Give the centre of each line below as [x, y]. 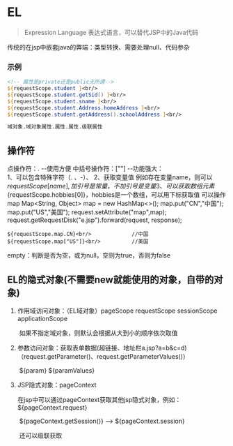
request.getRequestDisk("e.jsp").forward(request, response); [95, 220]
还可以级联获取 [41, 435]
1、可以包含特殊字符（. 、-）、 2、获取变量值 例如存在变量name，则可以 [110, 177]
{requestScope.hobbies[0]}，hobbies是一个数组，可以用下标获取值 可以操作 [116, 195]
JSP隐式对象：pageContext [57, 385]
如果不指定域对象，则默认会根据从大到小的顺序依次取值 [98, 333]
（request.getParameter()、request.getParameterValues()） [103, 356]
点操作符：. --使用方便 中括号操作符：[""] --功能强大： [85, 169]
